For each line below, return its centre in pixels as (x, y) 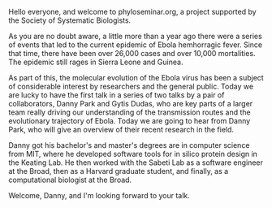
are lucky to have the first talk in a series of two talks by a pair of (117, 95)
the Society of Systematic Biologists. (70, 20)
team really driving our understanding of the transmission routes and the (130, 112)
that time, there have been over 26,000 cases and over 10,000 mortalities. (132, 53)
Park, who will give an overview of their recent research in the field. (121, 130)
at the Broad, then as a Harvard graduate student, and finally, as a (119, 171)
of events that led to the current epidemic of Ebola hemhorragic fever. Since (136, 45)
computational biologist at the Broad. (70, 180)
